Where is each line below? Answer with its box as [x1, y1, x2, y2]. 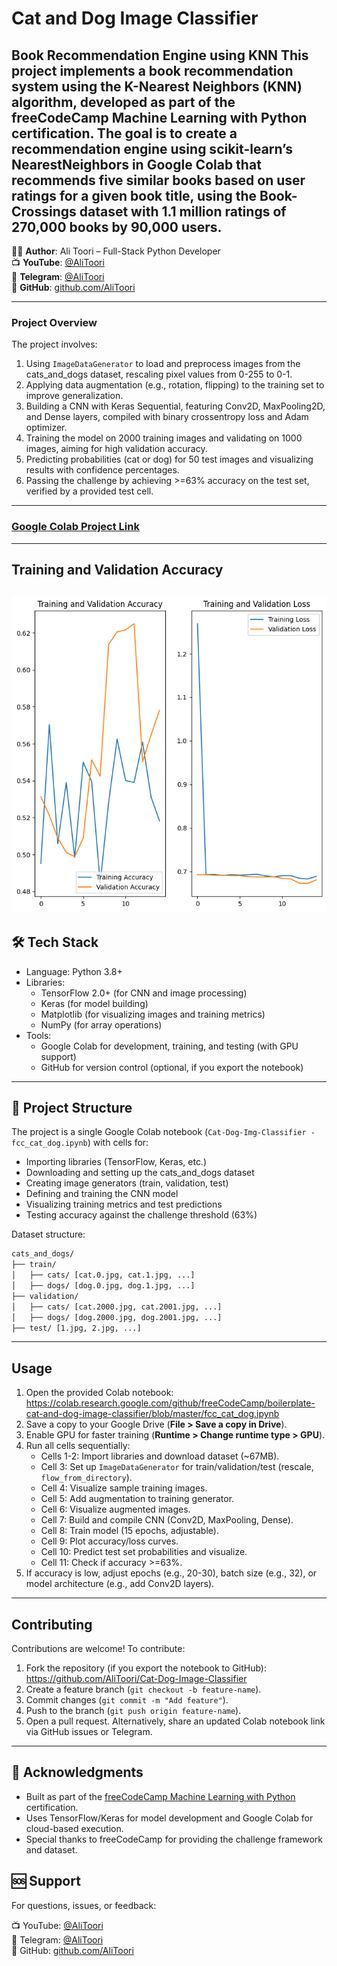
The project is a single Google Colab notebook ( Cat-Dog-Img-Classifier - [11, 1126, 316, 1138]
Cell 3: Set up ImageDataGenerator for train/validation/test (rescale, [40, 1461, 314, 1473]
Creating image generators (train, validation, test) [25, 1177, 229, 1189]
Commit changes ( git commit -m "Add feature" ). [25, 1694, 229, 1706]
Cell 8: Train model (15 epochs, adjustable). [40, 1525, 219, 1537]
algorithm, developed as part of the [11, 93, 236, 111]
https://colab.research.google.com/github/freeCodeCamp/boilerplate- [25, 1397, 316, 1409]
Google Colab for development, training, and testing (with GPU [40, 1040, 299, 1052]
